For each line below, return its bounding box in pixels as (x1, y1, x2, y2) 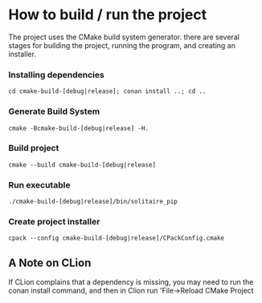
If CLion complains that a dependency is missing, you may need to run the (8, 277, 254, 287)
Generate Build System (8, 106, 100, 117)
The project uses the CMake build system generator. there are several (8, 32, 239, 42)
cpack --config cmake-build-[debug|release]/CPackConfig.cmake (8, 234, 225, 242)
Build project (8, 143, 59, 154)
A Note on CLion (8, 256, 92, 269)
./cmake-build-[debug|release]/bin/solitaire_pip (8, 198, 178, 206)
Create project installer (8, 216, 100, 228)
